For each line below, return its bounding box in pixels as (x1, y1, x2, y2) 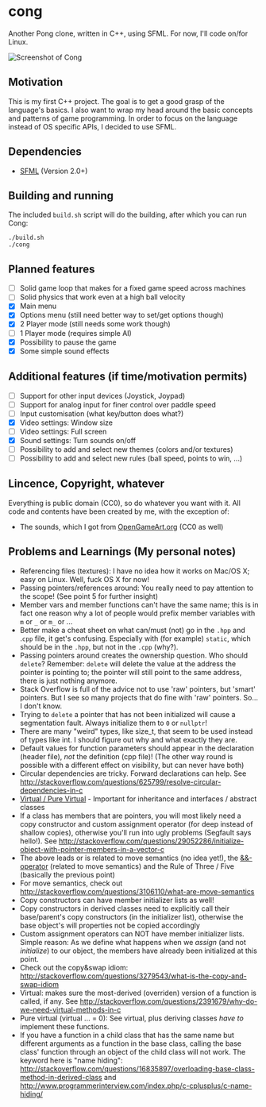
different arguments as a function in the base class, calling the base (19, 1039, 242, 1048)
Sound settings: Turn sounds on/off (19, 435, 137, 445)
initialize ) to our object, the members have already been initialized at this (19, 946, 258, 955)
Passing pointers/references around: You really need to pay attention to (19, 583, 254, 592)
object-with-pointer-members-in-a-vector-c (19, 844, 165, 854)
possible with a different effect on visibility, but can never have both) (19, 760, 245, 769)
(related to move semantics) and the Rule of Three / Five (50, 861, 234, 871)
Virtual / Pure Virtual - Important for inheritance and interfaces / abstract (19, 793, 257, 804)
